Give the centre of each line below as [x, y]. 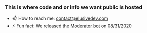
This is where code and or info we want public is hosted [74, 7]
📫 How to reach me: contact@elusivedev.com [60, 18]
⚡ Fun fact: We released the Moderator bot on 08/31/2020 [72, 26]
